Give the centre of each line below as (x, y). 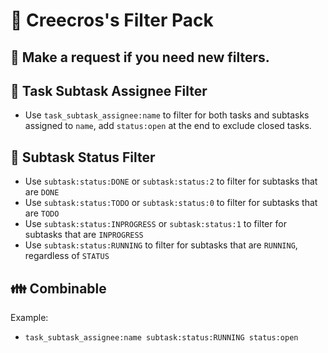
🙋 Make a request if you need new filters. (140, 57)
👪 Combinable (58, 288)
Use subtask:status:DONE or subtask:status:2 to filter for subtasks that (171, 181)
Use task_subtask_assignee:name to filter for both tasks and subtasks (167, 115)
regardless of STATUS (67, 256)
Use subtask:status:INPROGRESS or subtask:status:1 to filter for (155, 224)
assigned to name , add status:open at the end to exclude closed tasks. (168, 126)
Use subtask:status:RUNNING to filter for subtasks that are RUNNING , (161, 245)
